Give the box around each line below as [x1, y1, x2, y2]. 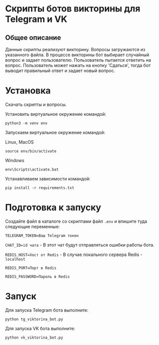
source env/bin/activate [5, 149, 57, 154]
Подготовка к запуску [5, 202, 101, 213]
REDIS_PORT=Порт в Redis [5, 265, 57, 270]
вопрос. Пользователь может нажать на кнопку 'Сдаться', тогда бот [5, 63, 151, 68]
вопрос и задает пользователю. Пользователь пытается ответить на [5, 57, 152, 63]
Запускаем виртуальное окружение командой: [5, 129, 105, 135]
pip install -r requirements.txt [5, 185, 75, 190]
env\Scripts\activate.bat [5, 167, 59, 172]
